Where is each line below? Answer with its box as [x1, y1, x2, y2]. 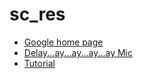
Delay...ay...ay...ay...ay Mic [23, 46, 133, 58]
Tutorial [23, 57, 56, 69]
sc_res [9, 3, 66, 26]
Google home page [23, 36, 104, 48]
